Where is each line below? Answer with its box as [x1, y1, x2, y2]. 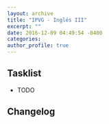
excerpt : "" [7, 23, 41, 30]
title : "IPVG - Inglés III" [7, 17, 88, 23]
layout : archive [7, 10, 53, 17]
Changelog [7, 106, 56, 118]
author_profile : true [7, 42, 69, 49]
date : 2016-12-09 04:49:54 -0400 [7, 29, 103, 37]
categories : [7, 36, 41, 43]
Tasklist [7, 68, 42, 79]
